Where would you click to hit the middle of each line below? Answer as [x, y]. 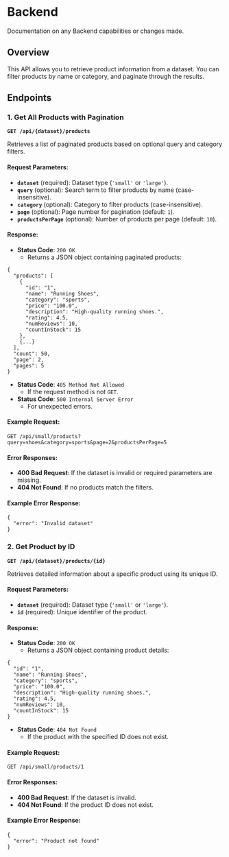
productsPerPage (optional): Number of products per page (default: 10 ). [117, 219]
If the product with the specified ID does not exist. [98, 737]
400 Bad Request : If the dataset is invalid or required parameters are [114, 473]
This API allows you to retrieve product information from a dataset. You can [113, 69]
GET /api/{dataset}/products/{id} [57, 561]
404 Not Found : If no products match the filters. [85, 487]
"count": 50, [32, 354]
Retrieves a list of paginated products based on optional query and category [115, 144]
